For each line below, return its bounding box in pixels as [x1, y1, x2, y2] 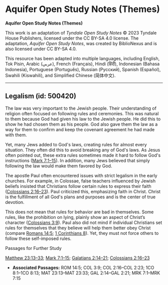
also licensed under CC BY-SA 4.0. [5, 46, 77, 52]
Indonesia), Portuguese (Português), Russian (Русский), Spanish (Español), [5, 66, 161, 72]
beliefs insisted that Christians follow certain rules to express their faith [5, 183, 151, 189]
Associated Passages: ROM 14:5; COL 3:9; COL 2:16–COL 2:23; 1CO [12, 264, 154, 270]
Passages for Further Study [5, 245, 62, 251]
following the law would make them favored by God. [5, 163, 112, 169]
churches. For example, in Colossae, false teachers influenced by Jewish [5, 178, 156, 184]
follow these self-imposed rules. [5, 235, 71, 241]
